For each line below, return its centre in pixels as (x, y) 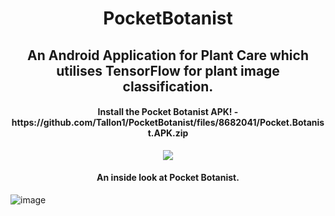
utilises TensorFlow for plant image (168, 70)
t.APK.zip (168, 133)
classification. (168, 86)
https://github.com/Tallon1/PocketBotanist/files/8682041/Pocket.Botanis (168, 123)
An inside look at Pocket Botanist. (168, 178)
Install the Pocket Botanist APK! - (168, 112)
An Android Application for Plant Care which (168, 55)
